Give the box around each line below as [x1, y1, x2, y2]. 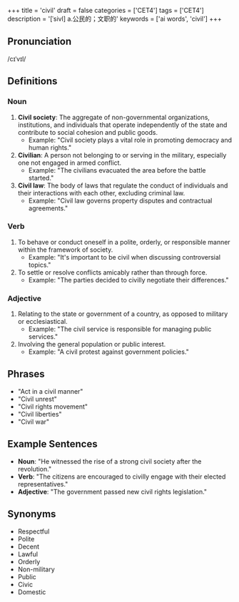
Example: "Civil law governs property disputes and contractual [28, 196, 213, 205]
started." [28, 173, 54, 182]
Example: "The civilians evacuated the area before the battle [28, 165, 206, 174]
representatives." [17, 479, 68, 488]
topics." [28, 260, 51, 269]
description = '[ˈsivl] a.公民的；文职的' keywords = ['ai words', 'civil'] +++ [7, 14, 223, 23]
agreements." [28, 203, 68, 213]
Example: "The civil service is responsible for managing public [28, 325, 212, 334]
